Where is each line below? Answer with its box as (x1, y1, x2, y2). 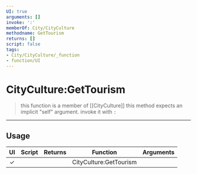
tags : (6, 47, 19, 53)
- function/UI (6, 57, 41, 63)
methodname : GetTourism (6, 30, 64, 36)
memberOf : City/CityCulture (6, 25, 75, 31)
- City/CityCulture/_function (6, 52, 80, 58)
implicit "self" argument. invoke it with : (20, 108, 117, 115)
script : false (6, 42, 41, 47)
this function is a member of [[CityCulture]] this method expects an (20, 102, 183, 109)
